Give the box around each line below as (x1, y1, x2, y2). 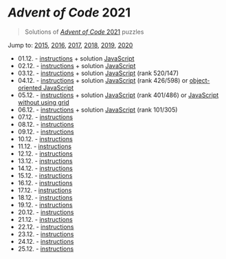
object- (189, 76, 210, 84)
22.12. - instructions (17, 222, 74, 231)
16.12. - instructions (17, 178, 73, 187)
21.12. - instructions (17, 215, 73, 223)
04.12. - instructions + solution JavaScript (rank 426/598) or (17, 76, 188, 84)
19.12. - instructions (17, 200, 73, 209)
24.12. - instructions (17, 237, 74, 245)
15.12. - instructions (17, 171, 73, 180)
